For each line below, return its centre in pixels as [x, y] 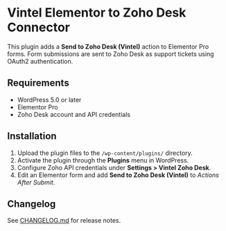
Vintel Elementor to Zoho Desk [97, 13]
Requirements [38, 83]
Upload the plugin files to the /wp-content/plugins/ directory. [105, 153]
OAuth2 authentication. [40, 61]
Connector [39, 27]
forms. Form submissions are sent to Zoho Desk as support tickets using [111, 54]
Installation [32, 136]
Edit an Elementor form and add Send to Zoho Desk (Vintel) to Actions [118, 175]
